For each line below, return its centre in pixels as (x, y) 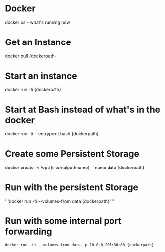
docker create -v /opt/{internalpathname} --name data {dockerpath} (75, 167)
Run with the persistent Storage (72, 187)
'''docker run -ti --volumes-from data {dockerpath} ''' (60, 201)
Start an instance (41, 76)
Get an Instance (38, 42)
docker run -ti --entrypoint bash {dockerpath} (52, 133)
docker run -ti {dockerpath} (33, 89)
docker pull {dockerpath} (31, 56)
